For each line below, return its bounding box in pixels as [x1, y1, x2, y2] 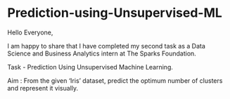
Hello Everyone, [7, 28, 53, 37]
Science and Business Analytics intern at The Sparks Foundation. [7, 49, 197, 58]
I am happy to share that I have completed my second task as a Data [7, 41, 206, 50]
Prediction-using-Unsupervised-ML [7, 5, 223, 21]
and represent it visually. [7, 84, 79, 92]
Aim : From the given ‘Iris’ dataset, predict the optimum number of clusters [7, 76, 223, 85]
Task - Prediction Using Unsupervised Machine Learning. [7, 62, 174, 71]
